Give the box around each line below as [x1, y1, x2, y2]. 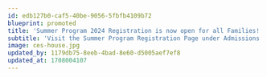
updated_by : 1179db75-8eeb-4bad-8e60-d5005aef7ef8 [7, 49, 181, 57]
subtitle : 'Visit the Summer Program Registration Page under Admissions [7, 34, 261, 43]
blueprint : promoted [7, 19, 77, 27]
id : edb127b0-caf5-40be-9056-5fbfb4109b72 [7, 11, 152, 20]
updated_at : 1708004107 [7, 57, 88, 65]
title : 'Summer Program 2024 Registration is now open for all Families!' [7, 26, 264, 34]
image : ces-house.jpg [7, 42, 80, 50]
